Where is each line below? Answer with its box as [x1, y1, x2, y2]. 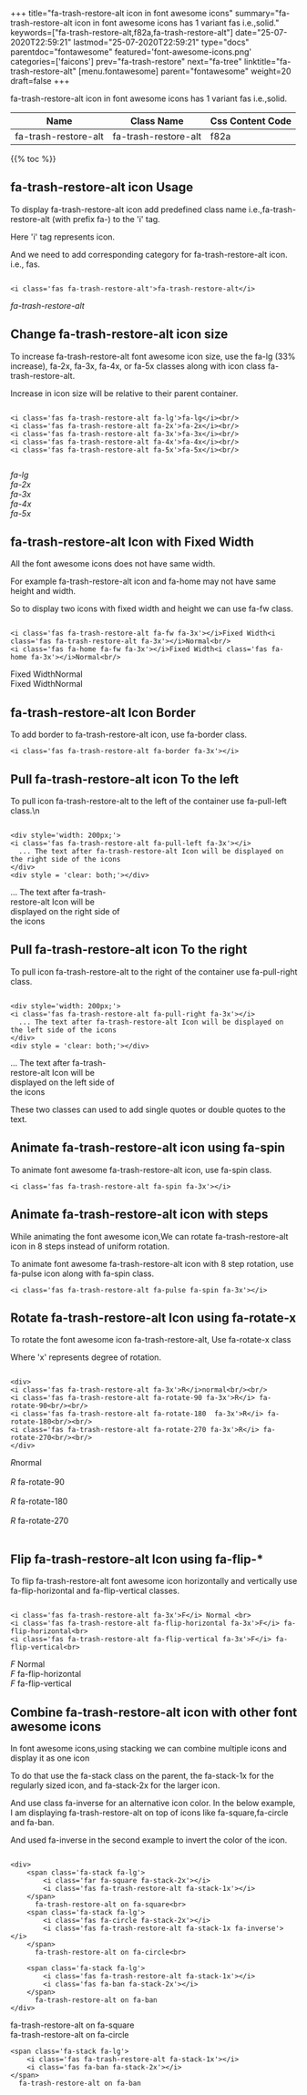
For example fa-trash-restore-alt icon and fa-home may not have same [10, 576, 277, 587]
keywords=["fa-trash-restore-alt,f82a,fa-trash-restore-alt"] [10, 27, 233, 37]
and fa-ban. [10, 1816, 55, 1827]
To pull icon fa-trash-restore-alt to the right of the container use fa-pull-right [10, 966, 298, 977]
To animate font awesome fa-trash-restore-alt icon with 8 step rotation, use [10, 1258, 294, 1269]
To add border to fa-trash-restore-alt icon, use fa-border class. [10, 729, 248, 741]
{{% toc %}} [10, 154, 57, 164]
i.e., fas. [10, 259, 40, 270]
